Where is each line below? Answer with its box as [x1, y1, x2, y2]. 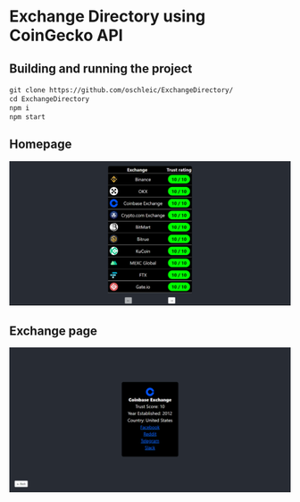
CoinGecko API [9, 25, 123, 46]
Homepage [9, 137, 72, 152]
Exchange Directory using [9, 6, 206, 27]
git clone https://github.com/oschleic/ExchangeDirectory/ [9, 86, 234, 95]
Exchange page [9, 323, 98, 338]
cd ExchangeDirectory [9, 95, 90, 104]
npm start [9, 113, 46, 122]
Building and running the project [9, 61, 193, 76]
